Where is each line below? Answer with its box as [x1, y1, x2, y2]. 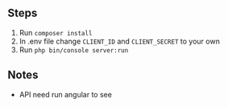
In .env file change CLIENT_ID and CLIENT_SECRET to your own [19, 36, 221, 46]
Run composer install [19, 27, 93, 37]
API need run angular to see [19, 89, 112, 99]
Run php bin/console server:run [19, 44, 129, 55]
